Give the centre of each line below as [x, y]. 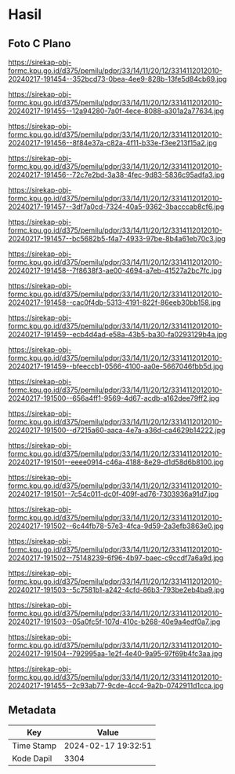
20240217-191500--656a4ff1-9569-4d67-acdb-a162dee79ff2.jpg [114, 398]
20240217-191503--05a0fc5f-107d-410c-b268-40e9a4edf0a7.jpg [114, 622]
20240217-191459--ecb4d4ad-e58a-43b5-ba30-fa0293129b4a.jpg [117, 334]
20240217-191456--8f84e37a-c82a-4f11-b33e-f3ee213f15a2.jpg [113, 143]
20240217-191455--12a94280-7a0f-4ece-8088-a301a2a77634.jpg [116, 111]
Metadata [32, 710]
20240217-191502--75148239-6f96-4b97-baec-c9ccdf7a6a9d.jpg [116, 558]
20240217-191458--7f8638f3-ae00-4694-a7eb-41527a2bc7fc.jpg [115, 270]
